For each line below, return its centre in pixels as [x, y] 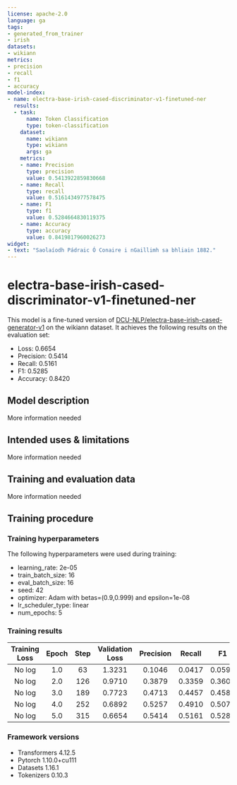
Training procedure [50, 518]
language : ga [26, 20]
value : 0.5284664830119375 [66, 218]
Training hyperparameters [53, 538]
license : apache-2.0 [38, 14]
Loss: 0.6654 [37, 349]
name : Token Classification [67, 119]
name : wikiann [47, 138]
